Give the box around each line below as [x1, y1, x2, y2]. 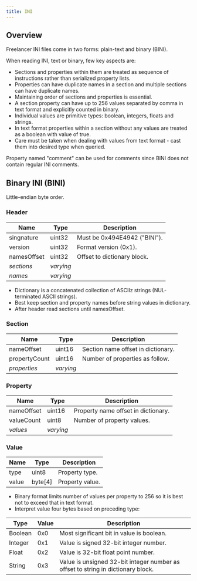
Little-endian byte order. [6, 194, 64, 201]
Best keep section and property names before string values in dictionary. [14, 299, 191, 306]
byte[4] [31, 478, 53, 486]
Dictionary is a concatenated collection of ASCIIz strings [14, 286, 151, 293]
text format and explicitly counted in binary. [14, 106, 120, 113]
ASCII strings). [42, 293, 77, 300]
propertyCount [9, 354, 50, 363]
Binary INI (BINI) [6, 178, 66, 188]
